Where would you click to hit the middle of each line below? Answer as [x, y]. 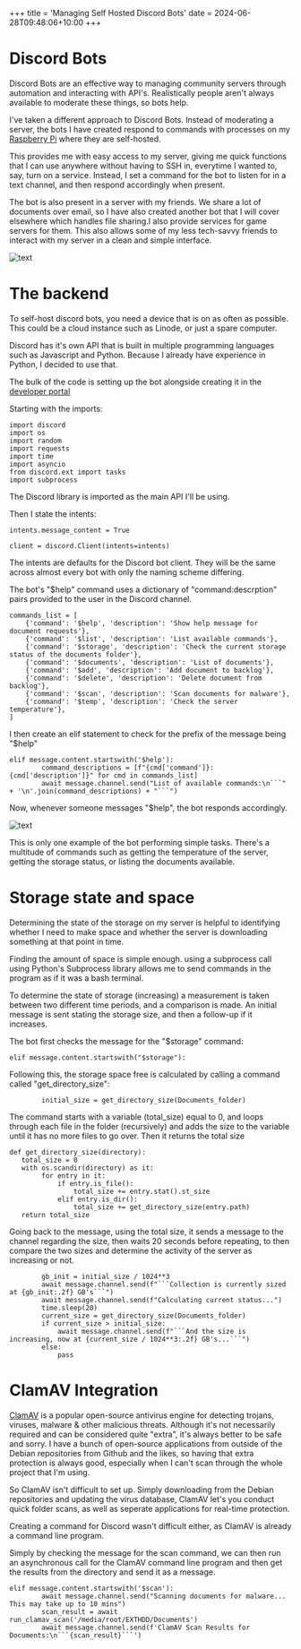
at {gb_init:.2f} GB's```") [62, 1292]
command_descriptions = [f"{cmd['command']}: [128, 768]
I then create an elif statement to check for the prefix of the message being [148, 734]
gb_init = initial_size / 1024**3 [106, 1276]
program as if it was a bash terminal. [77, 978]
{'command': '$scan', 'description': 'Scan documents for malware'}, [158, 693]
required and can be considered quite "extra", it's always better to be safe [146, 1434]
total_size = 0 [49, 1160]
